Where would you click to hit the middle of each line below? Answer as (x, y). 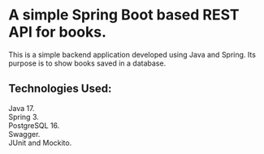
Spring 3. (24, 117)
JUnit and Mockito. (40, 143)
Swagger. (24, 134)
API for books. (58, 32)
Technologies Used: (60, 89)
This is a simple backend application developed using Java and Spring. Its (132, 54)
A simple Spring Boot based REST (124, 15)
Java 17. (22, 108)
